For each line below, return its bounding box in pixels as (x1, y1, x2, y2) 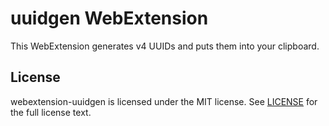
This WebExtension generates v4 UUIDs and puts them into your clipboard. (10, 40, 320, 52)
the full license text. (10, 106, 92, 118)
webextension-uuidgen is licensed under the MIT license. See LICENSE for (10, 95, 318, 107)
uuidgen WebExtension (10, 7, 209, 30)
